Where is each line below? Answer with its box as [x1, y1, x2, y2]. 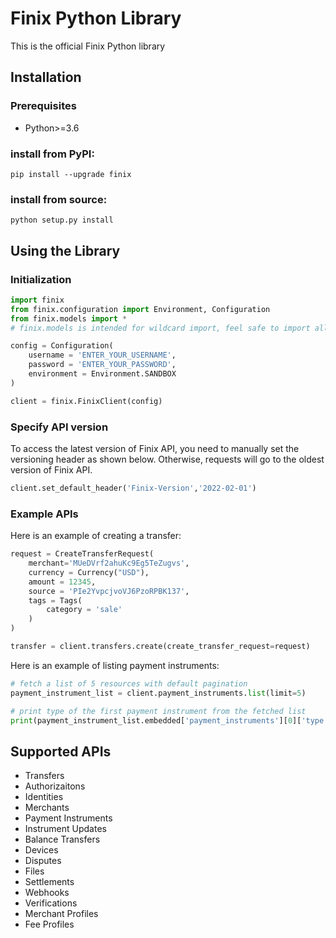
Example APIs [10, 507, 79, 521]
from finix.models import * [10, 313, 128, 324]
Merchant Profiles [24, 908, 99, 920]
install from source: [10, 192, 108, 206]
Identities [24, 791, 64, 803]
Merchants [24, 802, 70, 814]
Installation [10, 69, 82, 86]
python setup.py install [10, 215, 114, 226]
